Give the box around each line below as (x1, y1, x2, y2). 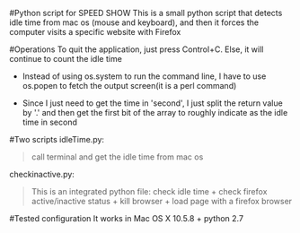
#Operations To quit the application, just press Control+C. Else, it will (9, 44, 264, 55)
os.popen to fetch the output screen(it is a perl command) (22, 81, 237, 91)
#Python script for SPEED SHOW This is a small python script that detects (9, 8, 283, 18)
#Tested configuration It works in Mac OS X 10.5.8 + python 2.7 (9, 213, 244, 223)
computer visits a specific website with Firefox (9, 27, 181, 37)
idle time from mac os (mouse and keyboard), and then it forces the (9, 17, 259, 28)
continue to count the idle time (9, 54, 123, 64)
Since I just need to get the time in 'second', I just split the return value (22, 98, 283, 108)
